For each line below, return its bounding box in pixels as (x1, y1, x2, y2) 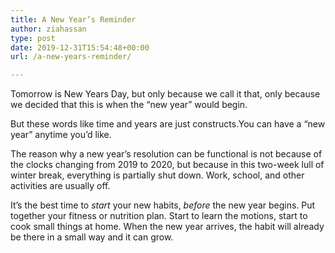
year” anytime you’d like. (10, 129, 112, 141)
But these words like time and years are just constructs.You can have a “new (10, 118, 326, 130)
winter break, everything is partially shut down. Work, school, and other (10, 169, 305, 181)
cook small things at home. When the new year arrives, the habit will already (10, 221, 325, 233)
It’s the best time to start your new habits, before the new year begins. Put (10, 199, 316, 211)
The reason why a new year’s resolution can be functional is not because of (10, 148, 323, 160)
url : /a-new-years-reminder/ (10, 52, 132, 62)
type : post (10, 33, 56, 43)
